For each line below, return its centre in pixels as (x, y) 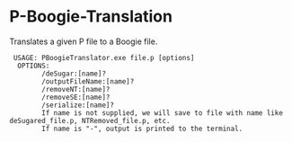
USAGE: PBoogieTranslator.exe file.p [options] (104, 58)
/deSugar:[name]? (74, 74)
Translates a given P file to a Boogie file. (84, 41)
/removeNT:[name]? (76, 89)
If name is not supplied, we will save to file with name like (162, 113)
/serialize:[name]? (78, 105)
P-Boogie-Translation (91, 17)
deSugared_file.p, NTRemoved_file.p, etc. (90, 120)
